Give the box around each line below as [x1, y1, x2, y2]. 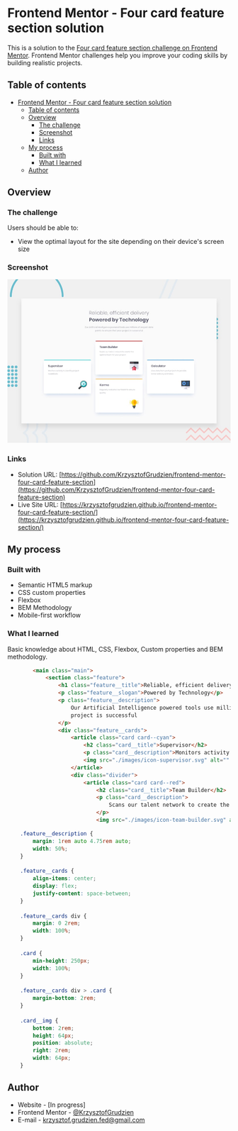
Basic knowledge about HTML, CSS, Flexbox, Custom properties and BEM [7, 645, 223, 653]
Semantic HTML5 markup [17, 581, 93, 589]
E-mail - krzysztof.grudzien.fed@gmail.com [17, 1115, 145, 1124]
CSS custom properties [17, 589, 86, 597]
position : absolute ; [33, 1040, 93, 1047]
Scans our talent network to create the [108, 801, 230, 809]
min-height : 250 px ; [33, 957, 91, 964]
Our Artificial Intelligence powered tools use [70, 704, 214, 711]
